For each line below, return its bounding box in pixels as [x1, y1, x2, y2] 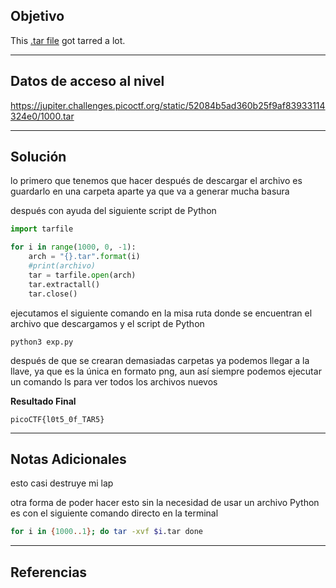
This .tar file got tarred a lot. [10, 34, 126, 46]
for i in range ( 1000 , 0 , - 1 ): [10, 242, 137, 253]
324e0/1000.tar [10, 110, 75, 122]
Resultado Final [10, 395, 77, 407]
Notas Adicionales [10, 450, 127, 468]
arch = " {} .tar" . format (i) [28, 252, 141, 262]
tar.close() [28, 289, 78, 299]
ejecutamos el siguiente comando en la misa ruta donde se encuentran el [10, 307, 313, 319]
